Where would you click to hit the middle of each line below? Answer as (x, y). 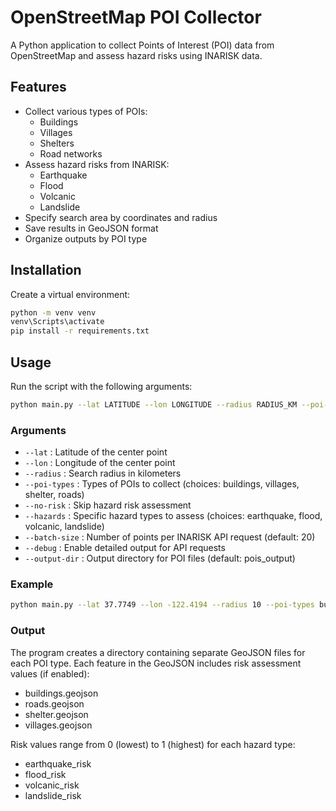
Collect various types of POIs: (86, 111)
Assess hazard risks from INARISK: (97, 164)
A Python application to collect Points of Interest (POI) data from (142, 45)
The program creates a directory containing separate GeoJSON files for (158, 652)
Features (38, 87)
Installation (46, 270)
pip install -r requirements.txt (80, 331)
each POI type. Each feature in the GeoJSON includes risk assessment (156, 663)
